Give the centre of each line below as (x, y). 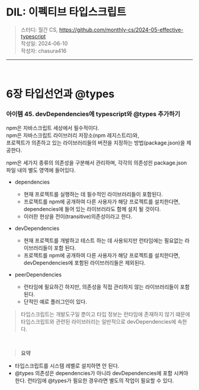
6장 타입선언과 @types (60, 94)
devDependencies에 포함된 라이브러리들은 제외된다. (85, 263)
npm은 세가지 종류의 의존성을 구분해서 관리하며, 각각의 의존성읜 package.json (97, 163)
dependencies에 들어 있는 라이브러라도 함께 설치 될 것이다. (92, 209)
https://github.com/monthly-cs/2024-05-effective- (121, 30)
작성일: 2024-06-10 (44, 43)
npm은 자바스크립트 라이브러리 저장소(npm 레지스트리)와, (73, 135)
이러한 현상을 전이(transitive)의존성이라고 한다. (78, 216)
